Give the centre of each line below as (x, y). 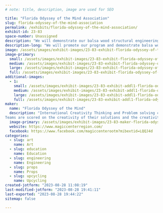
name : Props (26, 172)
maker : (12, 104)
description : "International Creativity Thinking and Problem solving (82, 113)
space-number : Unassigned (31, 36)
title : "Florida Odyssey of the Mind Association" (57, 18)
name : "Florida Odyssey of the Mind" (48, 109)
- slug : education (28, 149)
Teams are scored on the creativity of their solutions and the (71, 117)
